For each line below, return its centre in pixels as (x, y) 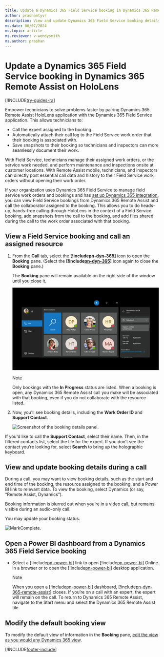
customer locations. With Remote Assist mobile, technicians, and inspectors (81, 170)
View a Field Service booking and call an (68, 236)
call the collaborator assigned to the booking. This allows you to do (72, 205)
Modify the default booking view (55, 623)
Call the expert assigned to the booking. (52, 129)
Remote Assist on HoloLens (62, 87)
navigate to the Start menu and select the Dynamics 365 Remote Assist (83, 602)
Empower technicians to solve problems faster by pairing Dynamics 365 (77, 109)
